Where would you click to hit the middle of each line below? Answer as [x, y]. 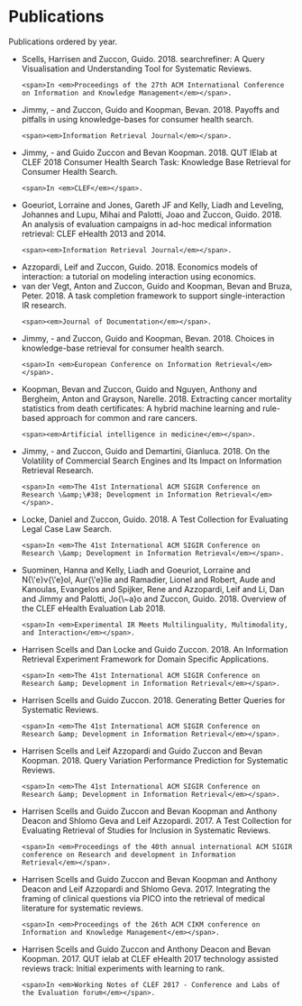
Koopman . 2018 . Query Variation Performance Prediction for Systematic [155, 760]
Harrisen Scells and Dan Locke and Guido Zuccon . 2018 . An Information [155, 649]
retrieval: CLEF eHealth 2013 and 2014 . [94, 233]
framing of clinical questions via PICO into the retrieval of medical [143, 898]
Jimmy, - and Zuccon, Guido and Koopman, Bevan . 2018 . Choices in [148, 338]
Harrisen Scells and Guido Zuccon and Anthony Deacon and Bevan [146, 949]
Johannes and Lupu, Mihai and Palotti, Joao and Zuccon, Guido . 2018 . [151, 215]
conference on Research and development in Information [128, 855]
